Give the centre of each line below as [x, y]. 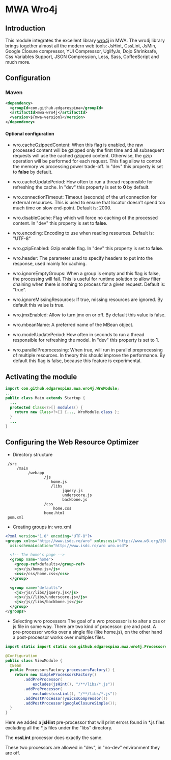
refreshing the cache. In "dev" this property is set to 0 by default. [81, 187]
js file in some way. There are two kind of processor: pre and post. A [84, 626]
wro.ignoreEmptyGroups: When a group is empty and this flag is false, [86, 274]
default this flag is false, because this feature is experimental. [77, 361]
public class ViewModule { [34, 661]
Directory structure [33, 454]
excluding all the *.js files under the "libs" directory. [59, 728]
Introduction [25, 28]
